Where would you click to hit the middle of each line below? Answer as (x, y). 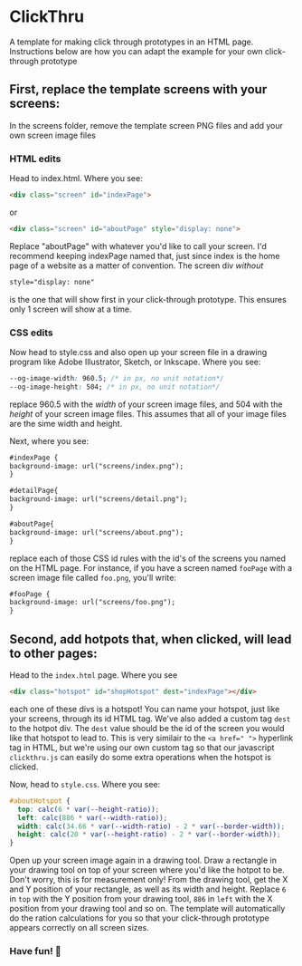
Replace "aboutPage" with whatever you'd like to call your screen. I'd (138, 246)
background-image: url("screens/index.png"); (96, 466)
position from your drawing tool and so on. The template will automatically (147, 909)
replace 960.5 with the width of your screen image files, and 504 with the (146, 404)
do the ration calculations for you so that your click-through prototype (139, 918)
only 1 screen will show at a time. (71, 309)
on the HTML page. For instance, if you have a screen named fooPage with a (151, 567)
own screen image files (53, 135)
